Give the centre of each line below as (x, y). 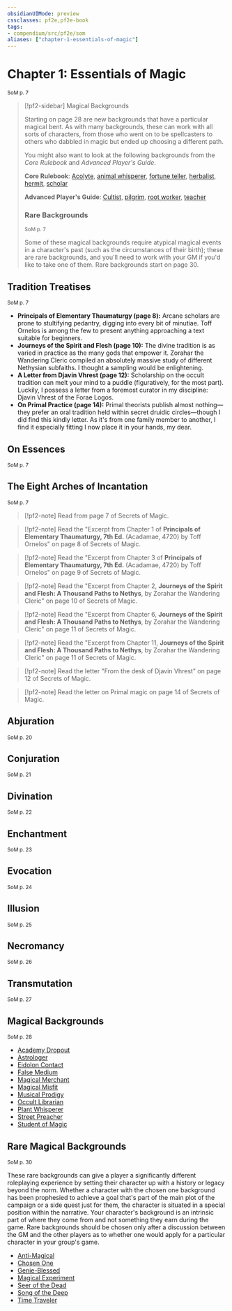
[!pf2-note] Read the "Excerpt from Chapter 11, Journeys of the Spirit (124, 643)
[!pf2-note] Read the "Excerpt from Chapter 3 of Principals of (113, 557)
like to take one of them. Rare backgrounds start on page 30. (111, 265)
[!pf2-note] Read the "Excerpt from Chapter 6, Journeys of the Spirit (123, 614)
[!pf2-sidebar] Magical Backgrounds (76, 106)
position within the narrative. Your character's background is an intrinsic (110, 1212)
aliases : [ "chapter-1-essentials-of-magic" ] (73, 40)
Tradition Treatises (49, 287)
